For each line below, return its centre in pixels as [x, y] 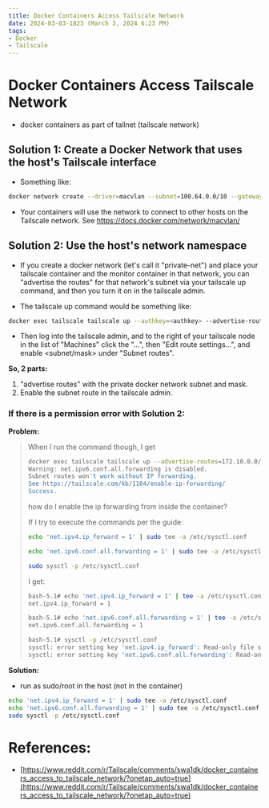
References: [50, 747]
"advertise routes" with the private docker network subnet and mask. [134, 384]
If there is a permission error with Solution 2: [97, 414]
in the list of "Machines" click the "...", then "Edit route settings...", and [135, 345]
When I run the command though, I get [92, 447]
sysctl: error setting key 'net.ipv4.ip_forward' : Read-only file [141, 647]
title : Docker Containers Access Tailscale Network [96, 16]
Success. [42, 492]
